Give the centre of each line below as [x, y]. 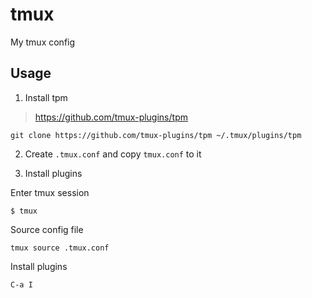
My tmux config [43, 42]
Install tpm [46, 97]
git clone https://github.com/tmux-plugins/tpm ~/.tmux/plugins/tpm [156, 135]
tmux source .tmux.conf [60, 248]
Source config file [47, 229]
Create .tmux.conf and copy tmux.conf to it [113, 154]
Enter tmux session [50, 192]
